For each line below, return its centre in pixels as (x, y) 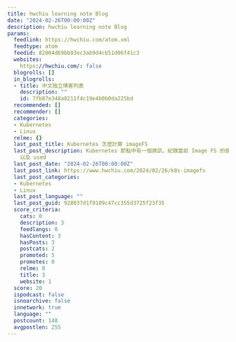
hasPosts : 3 (37, 242)
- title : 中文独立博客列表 (49, 86)
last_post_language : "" (48, 197)
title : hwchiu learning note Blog (58, 14)
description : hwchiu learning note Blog (67, 27)
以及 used (33, 158)
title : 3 (33, 275)
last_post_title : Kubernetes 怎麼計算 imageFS (81, 145)
